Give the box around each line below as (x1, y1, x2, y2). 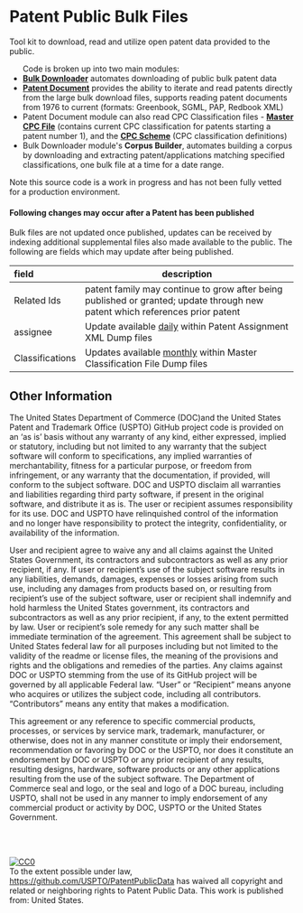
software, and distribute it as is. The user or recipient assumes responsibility (9, 498, 293, 509)
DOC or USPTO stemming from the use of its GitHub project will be (9, 669, 258, 680)
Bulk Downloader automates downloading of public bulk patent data (22, 72, 278, 83)
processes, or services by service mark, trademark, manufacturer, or (9, 725, 265, 736)
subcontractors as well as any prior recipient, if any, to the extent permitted (9, 611, 289, 622)
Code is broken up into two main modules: (22, 63, 180, 74)
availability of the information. (9, 526, 120, 538)
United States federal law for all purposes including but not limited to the (9, 640, 279, 651)
